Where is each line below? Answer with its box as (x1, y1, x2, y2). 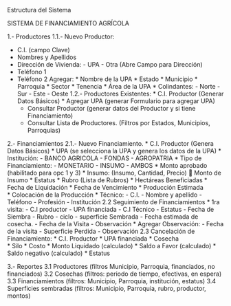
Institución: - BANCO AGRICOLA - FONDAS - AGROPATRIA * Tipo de (7, 154, 202, 162)
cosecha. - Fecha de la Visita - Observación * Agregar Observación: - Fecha (7, 220, 224, 228)
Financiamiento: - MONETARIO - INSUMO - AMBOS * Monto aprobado (7, 162, 208, 169)
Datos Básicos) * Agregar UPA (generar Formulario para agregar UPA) (16, 97, 215, 105)
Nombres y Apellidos (16, 53, 77, 61)
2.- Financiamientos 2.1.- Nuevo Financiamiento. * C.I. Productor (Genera (7, 140, 214, 147)
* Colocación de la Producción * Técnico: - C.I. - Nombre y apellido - (7, 190, 203, 199)
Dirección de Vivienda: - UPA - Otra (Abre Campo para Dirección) (16, 61, 203, 68)
